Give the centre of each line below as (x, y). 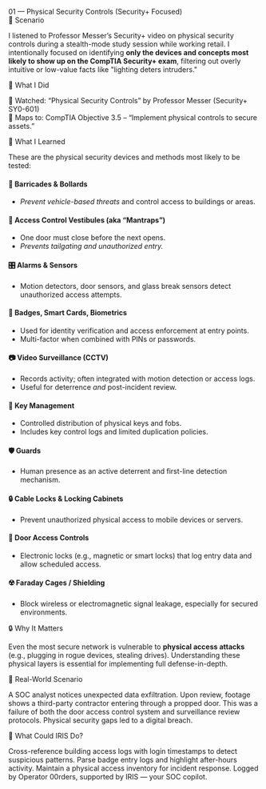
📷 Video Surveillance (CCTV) (59, 358)
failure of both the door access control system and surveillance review (124, 712)
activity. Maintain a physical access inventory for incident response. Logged (133, 768)
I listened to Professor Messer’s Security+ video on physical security (121, 36)
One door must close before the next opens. (93, 238)
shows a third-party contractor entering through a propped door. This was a (133, 703)
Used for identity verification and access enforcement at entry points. (134, 330)
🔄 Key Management (42, 405)
